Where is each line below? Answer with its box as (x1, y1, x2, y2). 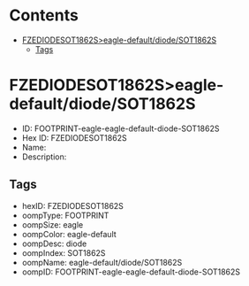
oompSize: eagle (21, 219, 84, 230)
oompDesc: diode (21, 238, 87, 249)
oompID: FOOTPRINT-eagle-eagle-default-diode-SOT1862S (21, 267, 241, 277)
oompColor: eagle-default (21, 228, 117, 239)
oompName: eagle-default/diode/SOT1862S (21, 257, 183, 267)
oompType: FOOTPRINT (21, 210, 109, 220)
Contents (9, 5, 79, 26)
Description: (21, 151, 67, 162)
